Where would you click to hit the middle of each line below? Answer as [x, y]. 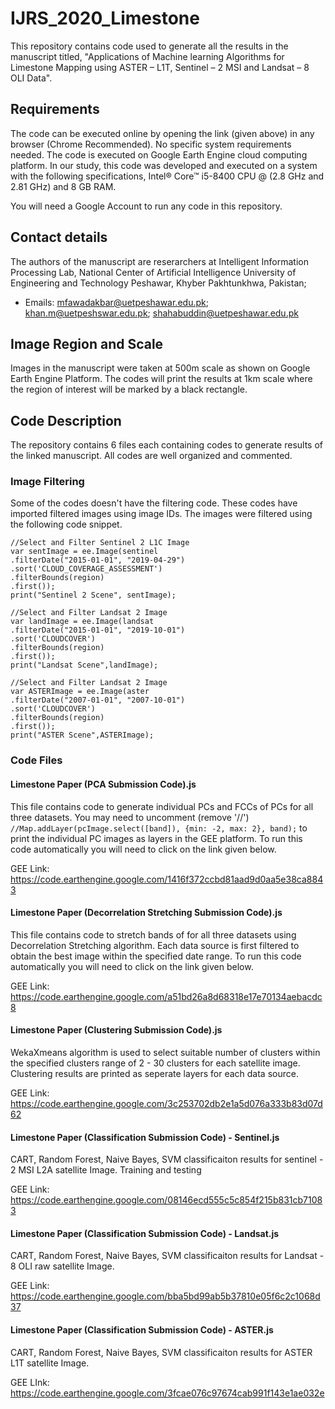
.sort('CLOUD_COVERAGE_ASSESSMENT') [86, 569]
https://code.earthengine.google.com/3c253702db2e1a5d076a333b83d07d [166, 1104]
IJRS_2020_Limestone [105, 18]
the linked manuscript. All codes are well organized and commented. [151, 456]
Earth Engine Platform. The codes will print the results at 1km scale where [161, 379]
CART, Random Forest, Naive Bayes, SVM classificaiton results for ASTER [161, 1352]
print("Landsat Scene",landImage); [84, 665]
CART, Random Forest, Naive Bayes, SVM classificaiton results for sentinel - [167, 1159]
